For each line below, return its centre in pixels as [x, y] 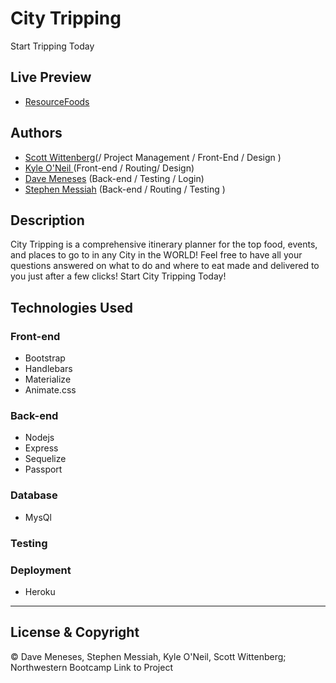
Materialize [48, 379]
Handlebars [48, 369]
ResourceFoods [57, 101]
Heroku [40, 591]
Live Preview [51, 77]
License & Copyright [75, 632]
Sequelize [45, 459]
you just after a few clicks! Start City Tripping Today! [118, 276]
